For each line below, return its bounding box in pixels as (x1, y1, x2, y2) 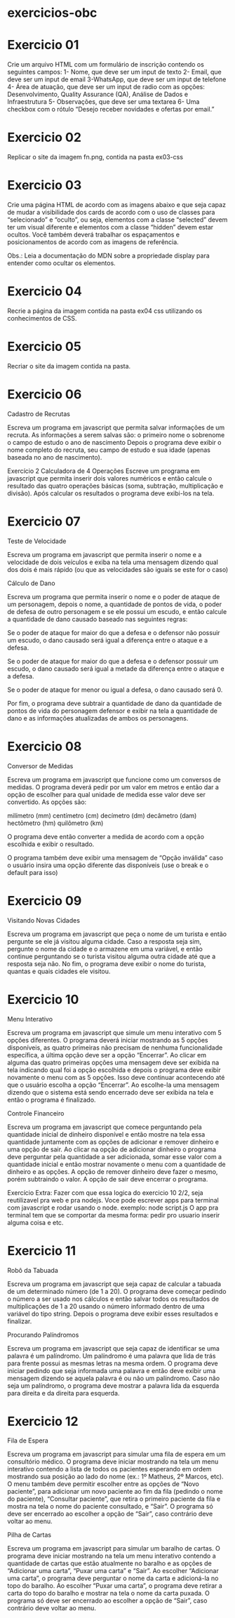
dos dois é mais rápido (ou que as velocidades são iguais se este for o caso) (7, 565, 229, 573)
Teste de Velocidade (7, 537, 67, 545)
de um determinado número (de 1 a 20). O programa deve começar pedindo (7, 1287, 227, 1295)
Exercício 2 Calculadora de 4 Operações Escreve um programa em (7, 467, 200, 475)
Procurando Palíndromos (7, 1330, 79, 1339)
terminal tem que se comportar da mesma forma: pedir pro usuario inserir (7, 1210, 220, 1219)
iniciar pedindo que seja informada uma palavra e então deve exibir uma (7, 1366, 216, 1375)
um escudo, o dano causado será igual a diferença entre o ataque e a (7, 636, 208, 644)
